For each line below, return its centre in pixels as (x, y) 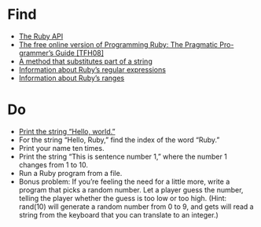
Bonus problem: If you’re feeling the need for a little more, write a (124, 181)
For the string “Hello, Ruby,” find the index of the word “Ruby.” (119, 140)
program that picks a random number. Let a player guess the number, (131, 189)
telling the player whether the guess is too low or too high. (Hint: (123, 198)
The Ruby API (41, 36)
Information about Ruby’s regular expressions (92, 69)
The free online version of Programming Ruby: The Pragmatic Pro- (126, 44)
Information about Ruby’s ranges (72, 78)
